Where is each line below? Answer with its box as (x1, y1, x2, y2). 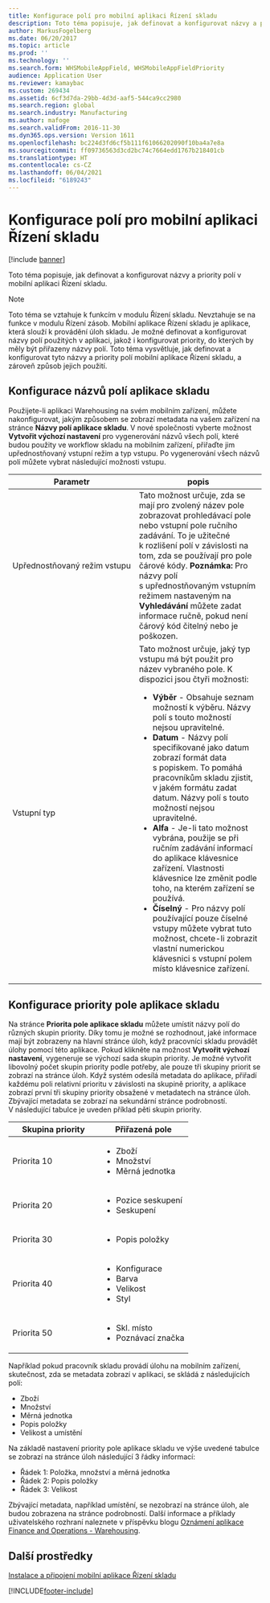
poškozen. (139, 630, 178, 642)
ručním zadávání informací (152, 842, 253, 853)
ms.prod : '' (8, 49, 48, 57)
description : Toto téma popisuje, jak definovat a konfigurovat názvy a (8, 19, 257, 27)
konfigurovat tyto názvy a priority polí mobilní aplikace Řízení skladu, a (8, 352, 242, 362)
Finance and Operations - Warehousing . (8, 1526, 141, 1535)
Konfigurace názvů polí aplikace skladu (8, 384, 211, 398)
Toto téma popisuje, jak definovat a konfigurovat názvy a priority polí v (8, 270, 242, 280)
